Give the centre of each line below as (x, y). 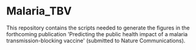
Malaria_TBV (39, 11)
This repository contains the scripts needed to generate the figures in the (98, 28)
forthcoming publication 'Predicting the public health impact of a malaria (97, 34)
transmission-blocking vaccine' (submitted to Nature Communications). (96, 40)
